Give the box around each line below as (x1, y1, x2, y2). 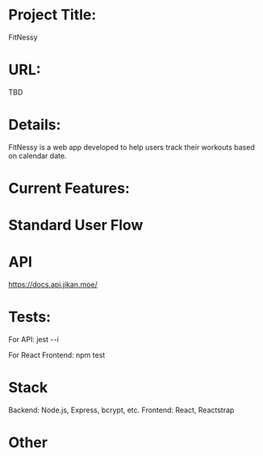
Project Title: (8, 6, 97, 24)
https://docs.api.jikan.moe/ (8, 280, 98, 290)
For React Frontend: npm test (8, 350, 106, 360)
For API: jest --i (8, 335, 59, 345)
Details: (8, 115, 61, 134)
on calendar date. (8, 151, 67, 161)
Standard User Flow (8, 216, 144, 235)
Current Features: (8, 179, 131, 197)
